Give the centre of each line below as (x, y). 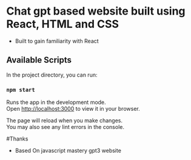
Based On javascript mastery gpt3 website (68, 151)
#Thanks (17, 139)
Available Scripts (39, 60)
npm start (21, 90)
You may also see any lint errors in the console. (65, 127)
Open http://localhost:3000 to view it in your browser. (73, 109)
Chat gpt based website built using (96, 11)
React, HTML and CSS (63, 24)
